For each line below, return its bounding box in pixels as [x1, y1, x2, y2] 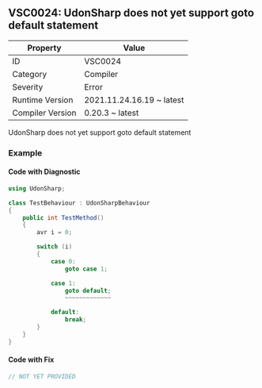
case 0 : [50, 257, 77, 265]
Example [8, 147, 43, 158]
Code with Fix [8, 355, 55, 364]
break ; [64, 316, 87, 324]
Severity [12, 81, 44, 92]
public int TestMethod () [22, 213, 104, 221]
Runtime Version [12, 94, 74, 106]
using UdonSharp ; [8, 184, 66, 193]
